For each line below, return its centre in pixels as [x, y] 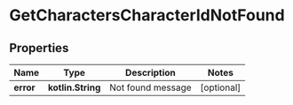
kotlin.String [74, 87]
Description [150, 73]
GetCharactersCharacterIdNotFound [147, 15]
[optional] [221, 87]
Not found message [151, 87]
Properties [39, 48]
